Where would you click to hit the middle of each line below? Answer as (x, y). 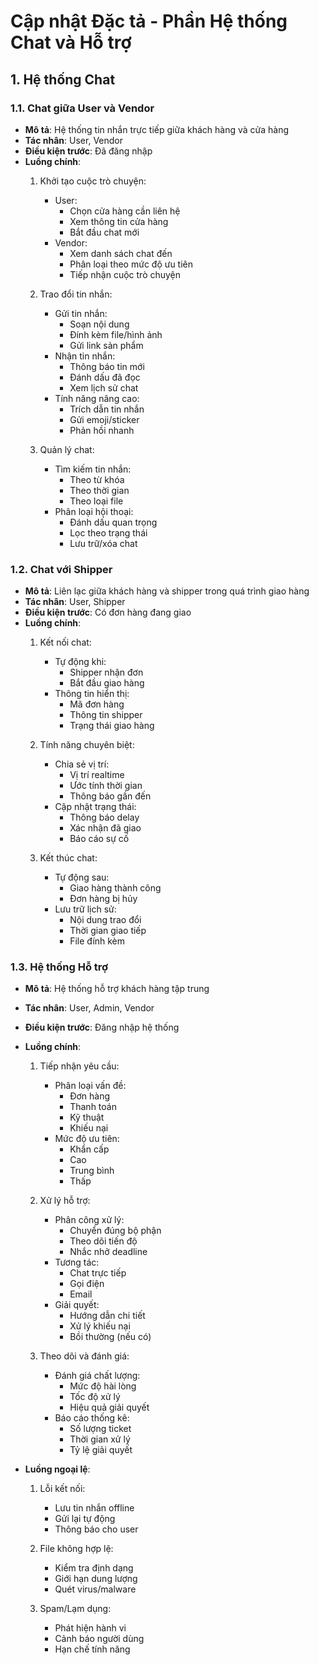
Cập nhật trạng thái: (95, 807)
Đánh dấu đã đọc (105, 377)
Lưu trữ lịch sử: (85, 909)
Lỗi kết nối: (62, 1489)
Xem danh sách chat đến (121, 253)
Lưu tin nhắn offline (94, 1508)
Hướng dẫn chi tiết (107, 1316)
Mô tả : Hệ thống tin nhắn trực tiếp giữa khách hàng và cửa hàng (156, 129)
